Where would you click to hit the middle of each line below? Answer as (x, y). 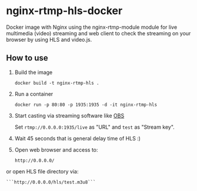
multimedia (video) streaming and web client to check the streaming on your (98, 33)
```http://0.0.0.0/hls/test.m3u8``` (51, 182)
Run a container (34, 94)
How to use (27, 58)
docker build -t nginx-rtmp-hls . (57, 83)
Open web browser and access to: (56, 150)
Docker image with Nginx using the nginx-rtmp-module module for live (92, 27)
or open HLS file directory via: (42, 171)
